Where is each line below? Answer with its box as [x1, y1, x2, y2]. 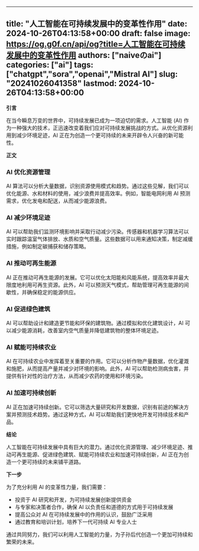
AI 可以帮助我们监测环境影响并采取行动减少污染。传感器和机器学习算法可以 [6, 228, 190, 235]
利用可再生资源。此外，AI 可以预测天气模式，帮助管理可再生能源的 [21, 281, 184, 288]
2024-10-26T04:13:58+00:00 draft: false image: [6, 28, 191, 39]
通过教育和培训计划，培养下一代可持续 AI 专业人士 [14, 518, 137, 525]
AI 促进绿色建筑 [6, 305, 50, 313]
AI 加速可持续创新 [6, 389, 57, 397]
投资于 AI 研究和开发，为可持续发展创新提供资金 [14, 496, 132, 503]
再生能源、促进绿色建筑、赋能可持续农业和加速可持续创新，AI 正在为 [16, 451, 184, 458]
